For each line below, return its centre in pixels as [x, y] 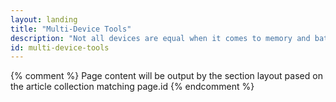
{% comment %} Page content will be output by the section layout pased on [166, 76]
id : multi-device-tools [60, 47]
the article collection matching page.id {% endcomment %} [132, 87]
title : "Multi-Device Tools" [71, 29]
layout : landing [44, 19]
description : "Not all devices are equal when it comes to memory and [160, 38]
